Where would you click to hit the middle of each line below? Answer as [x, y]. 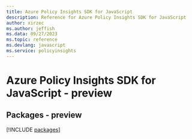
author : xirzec [25, 23]
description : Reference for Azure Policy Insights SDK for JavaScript [96, 17]
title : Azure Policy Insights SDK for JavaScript [70, 12]
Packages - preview [44, 115]
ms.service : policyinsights [41, 51]
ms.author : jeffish [31, 28]
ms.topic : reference [32, 40]
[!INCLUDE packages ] [33, 129]
